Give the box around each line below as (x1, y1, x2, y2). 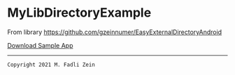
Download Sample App (7, 41, 73, 49)
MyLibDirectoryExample (7, 5, 152, 21)
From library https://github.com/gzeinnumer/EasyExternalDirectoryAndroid (7, 28, 222, 36)
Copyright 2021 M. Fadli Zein (7, 61, 96, 68)
